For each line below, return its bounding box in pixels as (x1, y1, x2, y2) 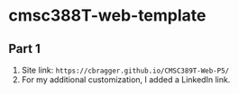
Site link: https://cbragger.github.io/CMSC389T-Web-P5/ (21, 64, 230, 75)
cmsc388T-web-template (8, 5, 207, 26)
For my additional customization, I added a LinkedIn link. (21, 74, 231, 85)
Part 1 (8, 41, 41, 56)
